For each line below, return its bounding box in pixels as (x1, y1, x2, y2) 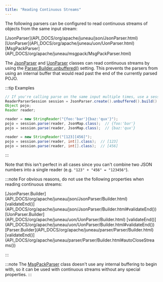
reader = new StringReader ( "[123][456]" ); (5, 134, 92, 139)
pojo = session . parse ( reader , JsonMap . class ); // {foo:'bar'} (5, 121, 136, 126)
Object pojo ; (5, 103, 32, 108)
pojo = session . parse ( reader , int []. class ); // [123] (5, 139, 118, 144)
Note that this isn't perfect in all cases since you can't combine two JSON (5, 161, 152, 168)
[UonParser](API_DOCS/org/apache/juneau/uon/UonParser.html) (5, 40, 135, 46)
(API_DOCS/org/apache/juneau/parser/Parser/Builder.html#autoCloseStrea (5, 237, 155, 243)
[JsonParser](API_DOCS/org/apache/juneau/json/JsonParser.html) (5, 35, 138, 41)
